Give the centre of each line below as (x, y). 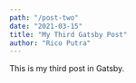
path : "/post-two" (44, 18)
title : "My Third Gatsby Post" (68, 34)
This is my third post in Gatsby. (67, 69)
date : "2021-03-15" (46, 26)
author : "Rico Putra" (50, 43)
